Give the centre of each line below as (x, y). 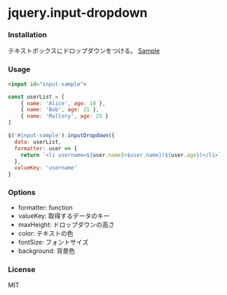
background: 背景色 (47, 251)
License (22, 270)
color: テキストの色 (46, 233)
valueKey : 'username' (46, 168)
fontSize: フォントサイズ (53, 242)
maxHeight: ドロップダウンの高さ (66, 225)
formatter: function (45, 207)
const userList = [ (36, 97)
